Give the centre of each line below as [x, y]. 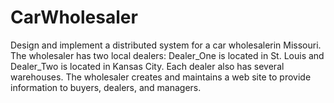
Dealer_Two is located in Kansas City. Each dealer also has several [147, 66]
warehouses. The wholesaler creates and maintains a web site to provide [161, 77]
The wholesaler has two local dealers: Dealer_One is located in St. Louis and [167, 55]
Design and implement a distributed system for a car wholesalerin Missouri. [166, 45]
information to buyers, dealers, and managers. [106, 87]
